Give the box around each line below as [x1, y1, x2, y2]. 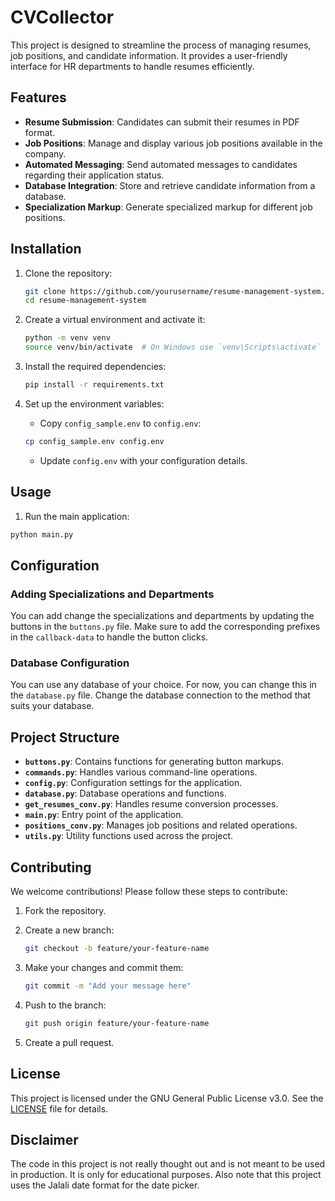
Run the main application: [24, 510, 130, 522]
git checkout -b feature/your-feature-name [24, 944, 210, 954]
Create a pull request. [24, 1036, 115, 1048]
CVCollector [10, 6, 115, 29]
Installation [10, 241, 82, 258]
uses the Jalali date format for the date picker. [10, 1179, 200, 1191]
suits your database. [10, 700, 95, 712]
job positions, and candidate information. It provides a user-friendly [10, 49, 288, 61]
